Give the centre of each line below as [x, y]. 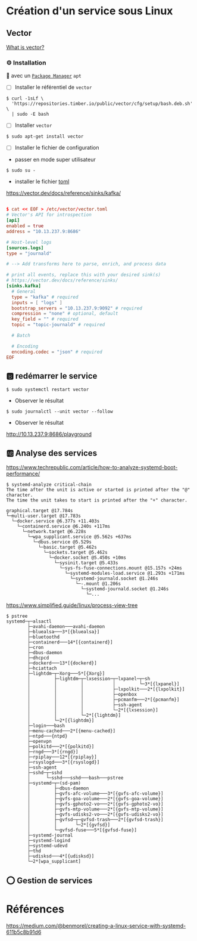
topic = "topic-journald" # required [58, 325]
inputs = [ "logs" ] [37, 302]
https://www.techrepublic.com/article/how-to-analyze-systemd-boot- [92, 468]
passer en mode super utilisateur [55, 160]
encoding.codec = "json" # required [57, 352]
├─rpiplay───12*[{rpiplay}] [62, 757]
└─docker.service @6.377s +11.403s [56, 521]
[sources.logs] [25, 248]
